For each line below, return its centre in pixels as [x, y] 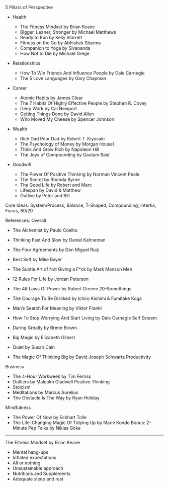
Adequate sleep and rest [38, 479]
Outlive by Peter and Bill [45, 195]
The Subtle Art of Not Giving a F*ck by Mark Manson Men [72, 269]
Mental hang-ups [30, 452]
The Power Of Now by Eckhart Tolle [50, 417]
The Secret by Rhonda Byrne [50, 180]
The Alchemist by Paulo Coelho [45, 230]
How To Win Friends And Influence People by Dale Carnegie [82, 73]
